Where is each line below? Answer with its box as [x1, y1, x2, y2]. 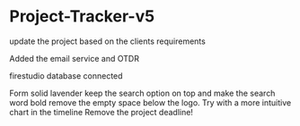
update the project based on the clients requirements [9, 36, 207, 46]
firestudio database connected [9, 70, 123, 81]
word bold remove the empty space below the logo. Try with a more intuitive [9, 97, 292, 108]
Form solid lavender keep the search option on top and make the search [9, 88, 276, 98]
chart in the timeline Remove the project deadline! [9, 106, 193, 117]
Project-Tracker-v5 [9, 6, 155, 27]
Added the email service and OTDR [9, 53, 139, 63]
